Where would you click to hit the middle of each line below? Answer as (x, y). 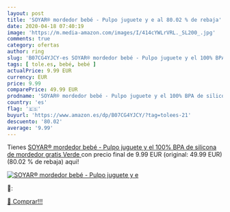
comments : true (29, 39)
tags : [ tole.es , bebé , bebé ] (52, 64)
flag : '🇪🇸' (24, 109)
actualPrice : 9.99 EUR (39, 70)
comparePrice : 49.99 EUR (42, 90)
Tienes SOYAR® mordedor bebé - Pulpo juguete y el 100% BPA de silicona (112, 147)
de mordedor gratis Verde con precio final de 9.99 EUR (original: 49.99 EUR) (115, 155)
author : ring (26, 52)
